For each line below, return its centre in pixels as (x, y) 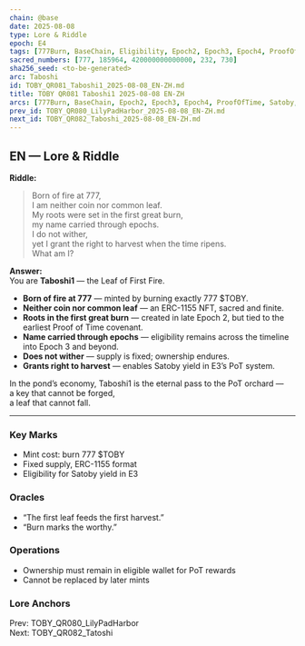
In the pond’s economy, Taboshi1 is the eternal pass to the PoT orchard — (147, 383)
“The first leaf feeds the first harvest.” (93, 517)
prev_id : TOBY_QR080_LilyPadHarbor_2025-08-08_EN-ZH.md (117, 111)
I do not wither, (59, 234)
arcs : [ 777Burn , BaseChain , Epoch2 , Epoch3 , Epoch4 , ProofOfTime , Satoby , (154, 102)
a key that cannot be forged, (62, 393)
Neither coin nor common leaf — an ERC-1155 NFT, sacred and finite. (153, 308)
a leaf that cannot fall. (50, 403)
